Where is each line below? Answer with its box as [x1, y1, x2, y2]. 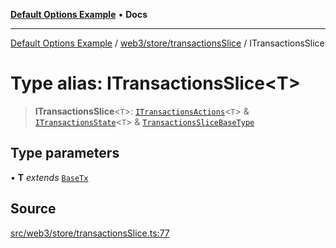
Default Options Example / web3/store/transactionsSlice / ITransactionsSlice [10, 37, 325, 49]
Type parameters [10, 145, 120, 162]
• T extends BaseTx [10, 171, 89, 183]
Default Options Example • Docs [10, 9, 148, 20]
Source [10, 200, 57, 218]
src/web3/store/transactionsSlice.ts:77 [10, 227, 170, 239]
